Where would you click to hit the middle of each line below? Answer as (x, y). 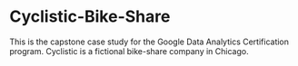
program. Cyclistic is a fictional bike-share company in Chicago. (129, 51)
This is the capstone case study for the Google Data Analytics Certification (149, 42)
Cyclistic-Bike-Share (90, 17)
